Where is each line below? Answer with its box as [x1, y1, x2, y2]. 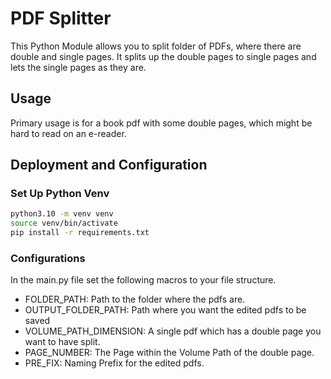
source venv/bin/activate [10, 218, 118, 229]
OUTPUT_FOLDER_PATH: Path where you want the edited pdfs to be [24, 304, 307, 316]
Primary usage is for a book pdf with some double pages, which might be [10, 117, 313, 129]
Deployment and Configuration [10, 157, 208, 174]
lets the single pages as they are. [10, 61, 147, 73]
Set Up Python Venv [10, 187, 110, 201]
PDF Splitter [10, 7, 112, 30]
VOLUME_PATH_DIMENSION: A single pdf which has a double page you [24, 325, 322, 337]
